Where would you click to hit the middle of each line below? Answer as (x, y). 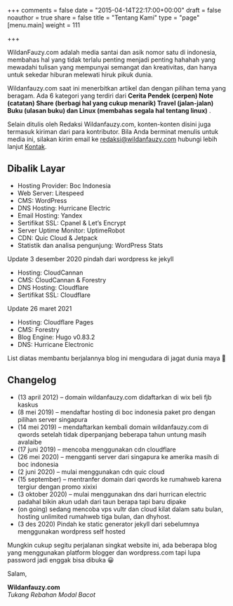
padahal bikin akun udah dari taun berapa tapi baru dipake (102, 501)
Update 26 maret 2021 (40, 308)
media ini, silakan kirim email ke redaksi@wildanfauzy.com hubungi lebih (112, 139)
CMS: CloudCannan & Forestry (62, 279)
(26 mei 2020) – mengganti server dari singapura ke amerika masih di (118, 456)
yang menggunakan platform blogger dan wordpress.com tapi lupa (104, 552)
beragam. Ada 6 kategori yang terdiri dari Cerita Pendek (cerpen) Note (111, 95)
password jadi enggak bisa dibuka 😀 (61, 560)
